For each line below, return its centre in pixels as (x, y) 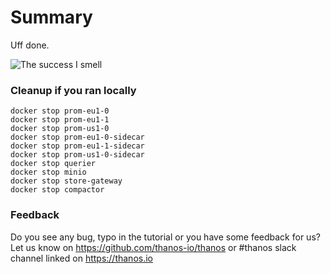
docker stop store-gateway (66, 181)
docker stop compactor (57, 190)
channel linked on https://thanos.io (81, 258)
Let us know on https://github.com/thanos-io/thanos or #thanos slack (153, 247)
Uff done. (30, 45)
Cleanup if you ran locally (73, 90)
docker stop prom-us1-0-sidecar (77, 155)
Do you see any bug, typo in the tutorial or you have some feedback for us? (165, 237)
